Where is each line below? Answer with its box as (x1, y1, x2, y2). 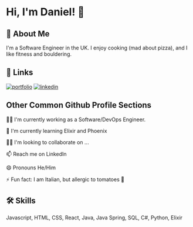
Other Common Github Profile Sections (6, 100, 151, 111)
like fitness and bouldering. (6, 51, 72, 58)
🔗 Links (6, 68, 33, 78)
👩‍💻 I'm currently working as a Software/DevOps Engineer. (6, 116, 146, 123)
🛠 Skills (6, 196, 36, 206)
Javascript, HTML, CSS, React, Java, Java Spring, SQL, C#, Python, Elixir (6, 214, 183, 221)
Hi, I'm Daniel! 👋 (6, 5, 85, 19)
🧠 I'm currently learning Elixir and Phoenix (6, 127, 107, 134)
